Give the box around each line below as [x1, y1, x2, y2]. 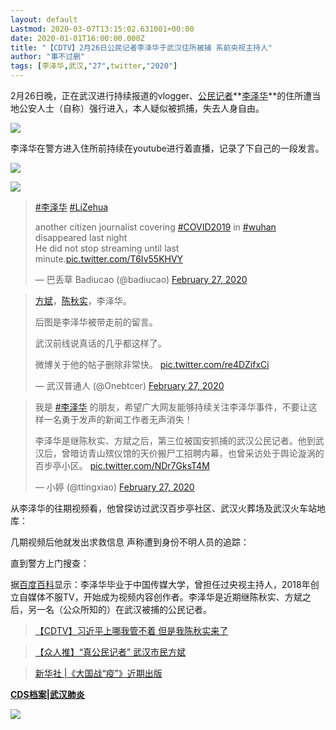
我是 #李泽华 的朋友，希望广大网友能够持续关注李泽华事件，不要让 [34, 401, 309, 413]
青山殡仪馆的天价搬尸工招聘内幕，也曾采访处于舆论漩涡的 [87, 447, 325, 459]
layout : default [10, 14, 78, 25]
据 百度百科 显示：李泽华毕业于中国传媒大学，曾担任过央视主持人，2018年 [10, 579, 311, 590]
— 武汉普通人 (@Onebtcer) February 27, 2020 [34, 380, 225, 391]
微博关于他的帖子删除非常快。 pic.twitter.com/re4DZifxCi [34, 359, 270, 370]
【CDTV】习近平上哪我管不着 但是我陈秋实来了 [34, 625, 229, 636]
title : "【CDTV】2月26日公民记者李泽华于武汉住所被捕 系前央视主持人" [10, 42, 273, 53]
